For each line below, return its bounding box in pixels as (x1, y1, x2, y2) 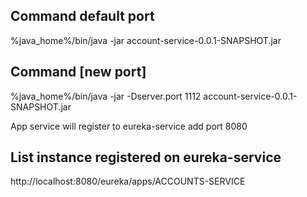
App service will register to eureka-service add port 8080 (10, 120, 248, 132)
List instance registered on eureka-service (10, 149, 282, 166)
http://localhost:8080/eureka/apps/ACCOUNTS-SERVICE (10, 175, 246, 188)
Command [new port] (10, 64, 147, 81)
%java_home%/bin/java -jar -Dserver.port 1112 (10, 90, 202, 102)
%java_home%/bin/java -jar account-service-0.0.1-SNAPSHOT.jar (10, 34, 282, 46)
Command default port (10, 8, 155, 25)
